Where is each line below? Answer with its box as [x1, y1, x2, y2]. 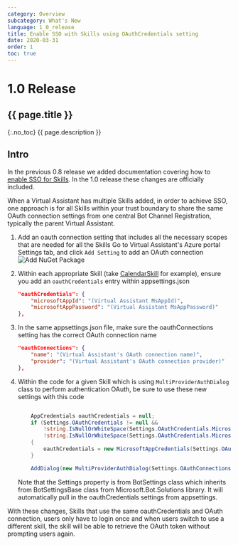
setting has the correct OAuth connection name [17, 331, 157, 339]
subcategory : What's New [7, 17, 81, 24]
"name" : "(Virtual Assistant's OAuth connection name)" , [31, 351, 203, 359]
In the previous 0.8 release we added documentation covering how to [7, 167, 211, 176]
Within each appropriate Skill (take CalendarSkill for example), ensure [17, 269, 222, 277]
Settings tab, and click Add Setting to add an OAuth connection [17, 248, 204, 256]
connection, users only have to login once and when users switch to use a [7, 514, 225, 523]
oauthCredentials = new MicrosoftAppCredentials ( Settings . [43, 445, 222, 453]
